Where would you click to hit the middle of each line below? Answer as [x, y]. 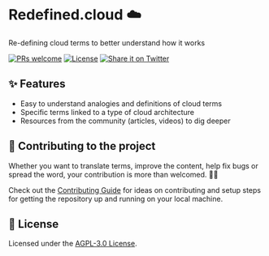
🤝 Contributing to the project [82, 146]
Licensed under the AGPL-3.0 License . [73, 244]
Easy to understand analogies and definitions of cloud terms [121, 103]
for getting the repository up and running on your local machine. [116, 198]
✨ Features [37, 84]
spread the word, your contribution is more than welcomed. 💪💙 [113, 174]
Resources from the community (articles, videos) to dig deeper [125, 121]
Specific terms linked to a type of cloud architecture [107, 112]
